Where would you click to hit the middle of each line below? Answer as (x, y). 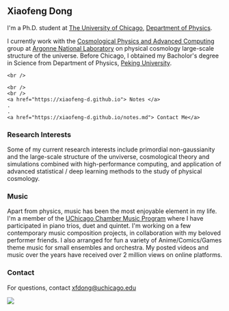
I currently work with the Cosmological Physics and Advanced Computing (111, 41)
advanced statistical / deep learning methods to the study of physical (105, 171)
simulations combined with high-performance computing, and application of (114, 164)
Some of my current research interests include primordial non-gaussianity (111, 149)
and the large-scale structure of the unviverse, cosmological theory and (108, 157)
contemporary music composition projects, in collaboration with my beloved (114, 233)
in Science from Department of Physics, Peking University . (90, 63)
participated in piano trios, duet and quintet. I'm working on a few (99, 226)
